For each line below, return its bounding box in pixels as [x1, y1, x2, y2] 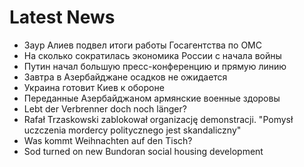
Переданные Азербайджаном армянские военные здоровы [23, 92, 281, 104]
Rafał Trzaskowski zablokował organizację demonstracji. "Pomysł [23, 113, 294, 125]
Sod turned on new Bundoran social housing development [23, 145, 264, 157]
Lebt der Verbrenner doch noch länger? [23, 102, 187, 115]
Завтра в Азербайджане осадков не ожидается [23, 71, 228, 83]
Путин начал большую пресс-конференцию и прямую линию [23, 60, 287, 72]
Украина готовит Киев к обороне [23, 81, 165, 93]
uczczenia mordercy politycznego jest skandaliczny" [23, 124, 242, 136]
